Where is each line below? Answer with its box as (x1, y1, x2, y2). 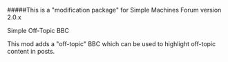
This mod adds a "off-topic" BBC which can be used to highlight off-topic (7, 40, 216, 48)
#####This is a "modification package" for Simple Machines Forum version (7, 6, 222, 14)
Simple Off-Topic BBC (7, 27, 70, 34)
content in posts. (7, 48, 55, 55)
